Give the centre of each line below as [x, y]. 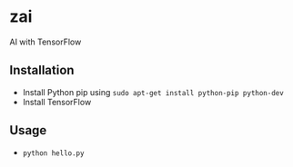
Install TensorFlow [57, 102]
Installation [42, 70]
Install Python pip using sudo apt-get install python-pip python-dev [153, 92]
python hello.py [53, 153]
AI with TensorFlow [45, 42]
